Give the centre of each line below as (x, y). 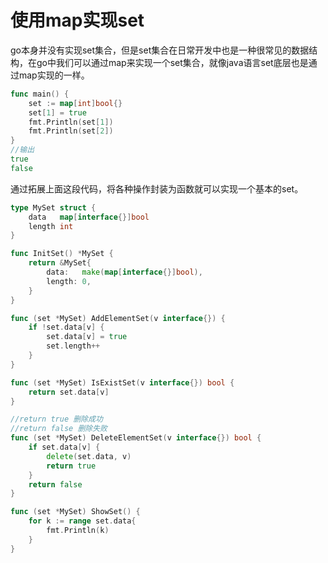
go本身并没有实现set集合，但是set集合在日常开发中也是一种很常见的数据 (160, 50)
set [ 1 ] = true (57, 112)
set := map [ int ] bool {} (75, 103)
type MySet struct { (53, 207)
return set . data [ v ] (69, 392)
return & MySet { (60, 263)
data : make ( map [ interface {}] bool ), (124, 272)
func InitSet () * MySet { (62, 254)
